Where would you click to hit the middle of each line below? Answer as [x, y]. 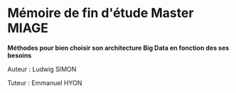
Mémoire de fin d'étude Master [101, 13]
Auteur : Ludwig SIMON [42, 69]
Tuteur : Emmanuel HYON [45, 82]
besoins [20, 55]
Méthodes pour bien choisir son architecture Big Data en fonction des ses [118, 48]
